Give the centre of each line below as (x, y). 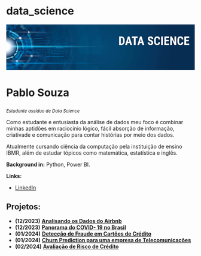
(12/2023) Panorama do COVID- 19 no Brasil (70, 227)
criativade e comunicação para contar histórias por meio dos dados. (90, 135)
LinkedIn (25, 188)
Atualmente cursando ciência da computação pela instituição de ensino (94, 147)
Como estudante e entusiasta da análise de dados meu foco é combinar (95, 122)
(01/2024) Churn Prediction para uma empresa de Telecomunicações (103, 240)
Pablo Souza (38, 93)
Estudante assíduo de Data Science (43, 111)
